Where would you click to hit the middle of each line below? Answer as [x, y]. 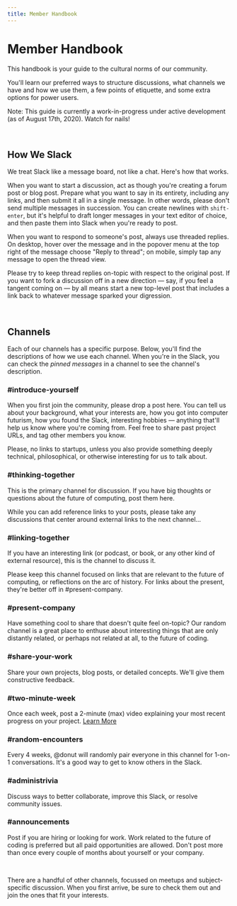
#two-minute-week [41, 698]
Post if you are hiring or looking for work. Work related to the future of [109, 837]
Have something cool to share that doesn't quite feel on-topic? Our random [117, 623]
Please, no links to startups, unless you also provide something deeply [110, 449]
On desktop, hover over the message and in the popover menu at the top [113, 245]
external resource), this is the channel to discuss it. [82, 561]
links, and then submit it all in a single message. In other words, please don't [118, 201]
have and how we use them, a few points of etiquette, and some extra [109, 90]
